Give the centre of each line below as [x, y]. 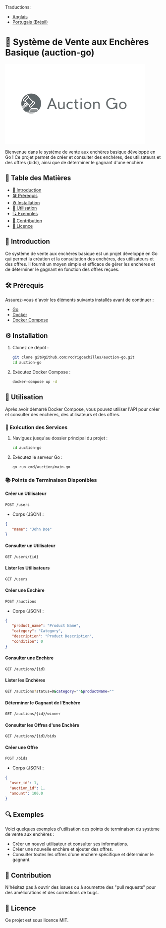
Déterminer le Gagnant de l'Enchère [43, 703]
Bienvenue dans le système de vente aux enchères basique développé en [80, 152]
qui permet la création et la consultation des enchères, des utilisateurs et [80, 259]
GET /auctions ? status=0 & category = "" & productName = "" [59, 691]
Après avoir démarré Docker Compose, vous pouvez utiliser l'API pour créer [83, 409]
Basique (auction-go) [50, 53]
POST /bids [16, 758]
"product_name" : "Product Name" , [46, 626]
